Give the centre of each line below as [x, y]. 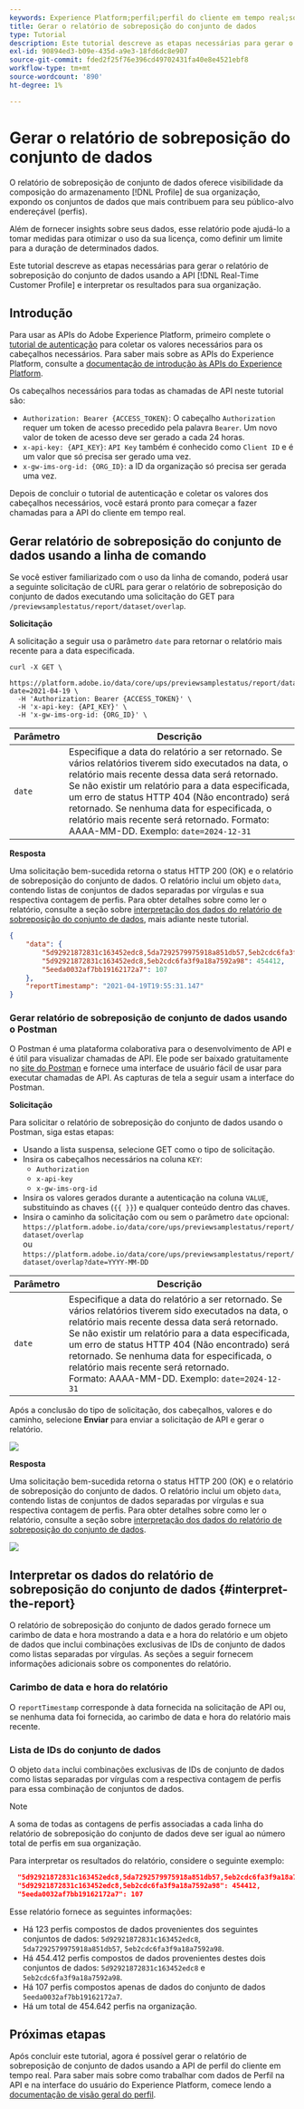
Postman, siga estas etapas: [62, 1132]
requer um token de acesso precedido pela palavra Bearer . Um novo [150, 428]
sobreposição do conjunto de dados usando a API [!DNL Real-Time [134, 275]
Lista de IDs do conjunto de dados [85, 1749]
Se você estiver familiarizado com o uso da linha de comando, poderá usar [149, 577]
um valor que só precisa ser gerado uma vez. [107, 457]
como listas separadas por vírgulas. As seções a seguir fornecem [131, 1654]
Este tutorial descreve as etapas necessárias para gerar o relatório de [139, 265]
